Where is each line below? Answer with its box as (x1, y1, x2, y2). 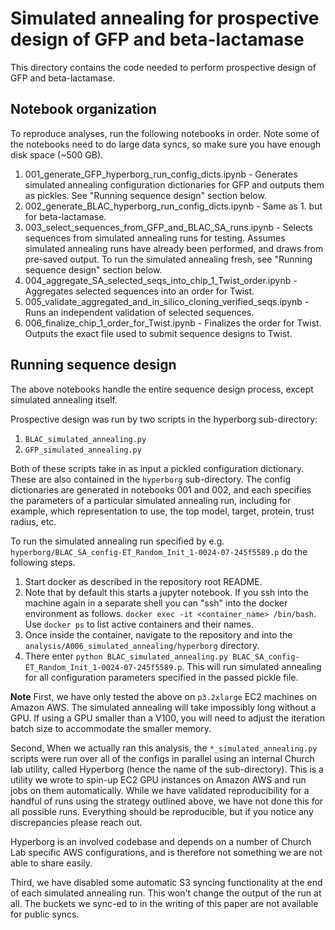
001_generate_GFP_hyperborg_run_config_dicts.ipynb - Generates (24, 168, 298, 180)
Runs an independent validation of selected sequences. (24, 306, 255, 318)
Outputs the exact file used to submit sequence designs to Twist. (24, 327, 293, 339)
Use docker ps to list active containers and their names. (24, 618, 254, 630)
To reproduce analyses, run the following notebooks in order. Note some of (10, 127, 320, 139)
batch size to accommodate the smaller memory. (10, 722, 212, 734)
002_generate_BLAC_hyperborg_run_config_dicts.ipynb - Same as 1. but (24, 200, 323, 212)
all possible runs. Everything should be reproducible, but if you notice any (10, 805, 314, 817)
